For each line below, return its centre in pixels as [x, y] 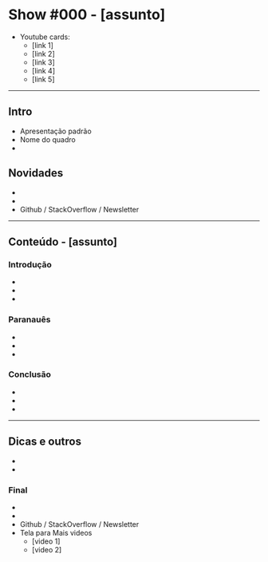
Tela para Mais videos [56, 532]
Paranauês [30, 319]
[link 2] [43, 53]
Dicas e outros [45, 442]
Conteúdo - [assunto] [63, 241]
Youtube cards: [45, 37]
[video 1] [46, 541]
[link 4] [43, 70]
